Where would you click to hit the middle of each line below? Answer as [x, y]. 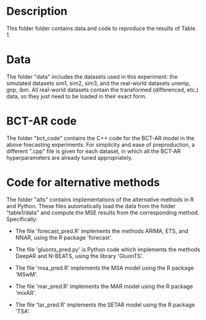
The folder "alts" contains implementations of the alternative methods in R [100, 199]
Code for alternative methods [83, 182]
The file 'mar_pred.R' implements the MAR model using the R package [104, 286]
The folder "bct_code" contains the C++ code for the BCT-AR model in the [101, 138]
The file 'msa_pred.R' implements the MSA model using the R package [105, 268]
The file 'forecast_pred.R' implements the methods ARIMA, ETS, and [102, 231]
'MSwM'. [26, 274]
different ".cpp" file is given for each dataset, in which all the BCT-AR [94, 151]
